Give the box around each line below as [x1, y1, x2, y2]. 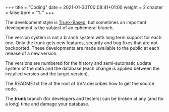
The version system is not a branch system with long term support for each [5, 35, 162, 40]
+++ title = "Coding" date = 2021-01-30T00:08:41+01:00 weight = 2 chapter [5, 5, 163, 10]
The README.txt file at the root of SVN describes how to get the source [5, 80, 155, 86]
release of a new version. [5, 50, 58, 56]
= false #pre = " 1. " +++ [5, 10, 54, 16]
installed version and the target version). [5, 71, 89, 77]
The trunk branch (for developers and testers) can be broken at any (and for [5, 95, 164, 101]
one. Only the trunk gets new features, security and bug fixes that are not [5, 40, 158, 46]
